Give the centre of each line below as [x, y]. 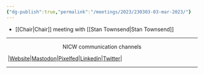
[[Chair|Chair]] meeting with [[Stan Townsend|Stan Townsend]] [94, 29]
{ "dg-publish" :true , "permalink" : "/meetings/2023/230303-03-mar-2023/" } [99, 12]
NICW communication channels [102, 47]
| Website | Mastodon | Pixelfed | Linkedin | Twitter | [65, 58]
